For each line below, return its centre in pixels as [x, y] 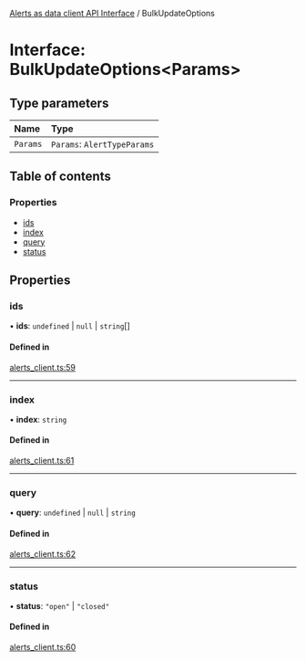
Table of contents [60, 177]
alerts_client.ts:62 [43, 554]
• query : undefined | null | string [73, 513]
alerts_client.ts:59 [42, 367]
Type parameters [59, 103]
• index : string [38, 419]
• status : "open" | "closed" [60, 605]
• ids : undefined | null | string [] [70, 326]
